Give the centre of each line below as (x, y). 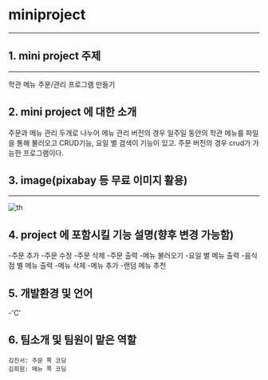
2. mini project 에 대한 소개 (73, 112)
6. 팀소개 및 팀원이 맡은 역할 (73, 340)
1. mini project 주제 (55, 56)
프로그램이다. (43, 153)
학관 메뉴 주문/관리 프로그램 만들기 (62, 84)
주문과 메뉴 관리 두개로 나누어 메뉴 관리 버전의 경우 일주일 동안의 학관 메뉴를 (126, 133)
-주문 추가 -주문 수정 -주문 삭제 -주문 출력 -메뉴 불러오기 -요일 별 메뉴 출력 (124, 256)
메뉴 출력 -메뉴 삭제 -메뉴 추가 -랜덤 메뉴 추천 (96, 266)
